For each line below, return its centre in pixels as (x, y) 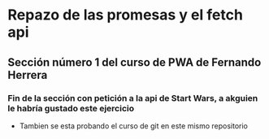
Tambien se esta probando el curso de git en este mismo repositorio (134, 126)
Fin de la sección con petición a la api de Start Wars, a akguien (133, 98)
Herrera (28, 75)
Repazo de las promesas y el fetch (125, 15)
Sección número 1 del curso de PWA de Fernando (134, 62)
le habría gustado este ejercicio (71, 108)
